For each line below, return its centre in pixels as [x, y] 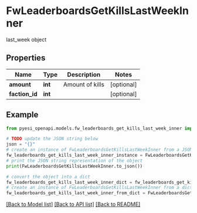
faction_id [23, 94]
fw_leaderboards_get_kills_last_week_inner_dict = [69, 182]
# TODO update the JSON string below [52, 139]
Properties [26, 58]
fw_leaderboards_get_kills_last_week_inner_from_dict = [76, 193]
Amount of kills [84, 84]
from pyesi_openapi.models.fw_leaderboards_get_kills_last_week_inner [94, 128]
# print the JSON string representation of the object [74, 160]
